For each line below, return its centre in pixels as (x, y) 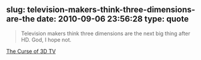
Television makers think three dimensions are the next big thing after (106, 33)
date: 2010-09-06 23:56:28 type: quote (112, 19)
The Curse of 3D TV (31, 51)
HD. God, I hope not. (46, 40)
